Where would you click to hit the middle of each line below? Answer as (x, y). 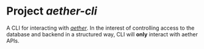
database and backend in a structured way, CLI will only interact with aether (102, 34)
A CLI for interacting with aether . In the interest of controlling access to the (100, 28)
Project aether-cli (52, 11)
